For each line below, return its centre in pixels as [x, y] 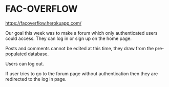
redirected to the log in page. [36, 79]
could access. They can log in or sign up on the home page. [69, 38]
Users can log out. [25, 63]
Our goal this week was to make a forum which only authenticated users [81, 33]
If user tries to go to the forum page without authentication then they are [82, 73]
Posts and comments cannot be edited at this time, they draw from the [80, 48]
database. [38, 54]
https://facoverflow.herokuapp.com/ [44, 23]
